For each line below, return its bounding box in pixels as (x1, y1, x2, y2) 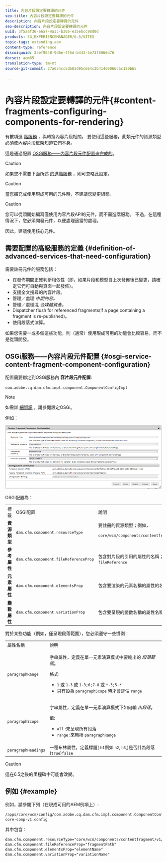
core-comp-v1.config (5, 817, 48, 822)
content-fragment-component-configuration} (5, 360, 151, 369)
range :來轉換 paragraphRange (57, 732, 116, 738)
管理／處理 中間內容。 (12, 295, 58, 301)
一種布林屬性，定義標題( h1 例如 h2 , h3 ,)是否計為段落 (49, 744, 155, 750)
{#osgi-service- (101, 352, 152, 361)
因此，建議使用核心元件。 (5, 228, 58, 234)
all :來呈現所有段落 (57, 726, 97, 732)
